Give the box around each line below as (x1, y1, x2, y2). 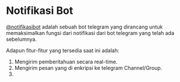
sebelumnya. (6, 35, 37, 42)
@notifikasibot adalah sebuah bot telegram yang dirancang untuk (6, 23, 163, 30)
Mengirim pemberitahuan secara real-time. (14, 58, 118, 65)
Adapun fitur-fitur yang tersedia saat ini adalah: (6, 47, 119, 54)
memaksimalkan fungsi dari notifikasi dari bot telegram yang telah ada (6, 29, 175, 36)
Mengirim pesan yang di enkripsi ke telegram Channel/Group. (14, 64, 163, 71)
